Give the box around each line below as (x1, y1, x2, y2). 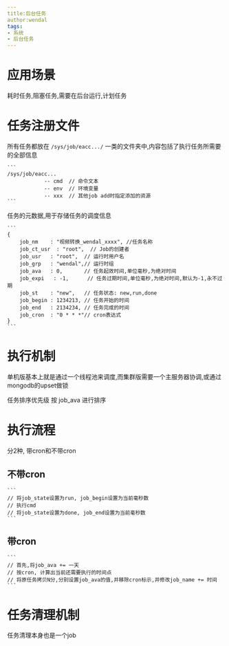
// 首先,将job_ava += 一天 (7, 561, 79, 568)
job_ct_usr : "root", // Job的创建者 (19, 246, 129, 252)
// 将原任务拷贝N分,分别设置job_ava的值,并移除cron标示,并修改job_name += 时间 (7, 576, 218, 583)
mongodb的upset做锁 (7, 381, 69, 389)
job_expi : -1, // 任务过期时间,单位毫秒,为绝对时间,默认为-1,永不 (19, 275, 218, 282)
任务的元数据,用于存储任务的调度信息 (7, 211, 112, 219)
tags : (7, 23, 23, 30)
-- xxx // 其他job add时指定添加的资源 (43, 193, 151, 200)
